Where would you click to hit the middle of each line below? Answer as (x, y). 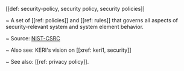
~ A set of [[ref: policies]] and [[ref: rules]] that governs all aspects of (92, 20)
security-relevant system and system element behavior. (75, 27)
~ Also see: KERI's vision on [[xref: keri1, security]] (68, 50)
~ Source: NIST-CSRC (33, 38)
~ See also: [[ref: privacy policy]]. (47, 62)
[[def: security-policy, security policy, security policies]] (75, 9)
